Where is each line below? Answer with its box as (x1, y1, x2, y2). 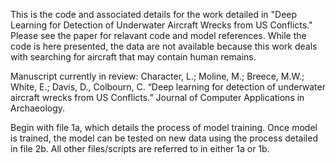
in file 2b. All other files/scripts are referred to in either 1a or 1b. (10, 143, 270, 154)
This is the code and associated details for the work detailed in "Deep (10, 9, 298, 20)
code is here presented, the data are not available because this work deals (10, 40, 318, 52)
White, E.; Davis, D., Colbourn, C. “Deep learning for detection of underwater (10, 81, 326, 93)
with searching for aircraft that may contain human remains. (10, 51, 257, 63)
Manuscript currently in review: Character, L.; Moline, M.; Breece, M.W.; (10, 70, 305, 82)
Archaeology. (10, 102, 66, 114)
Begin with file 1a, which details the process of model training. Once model (10, 122, 318, 133)
